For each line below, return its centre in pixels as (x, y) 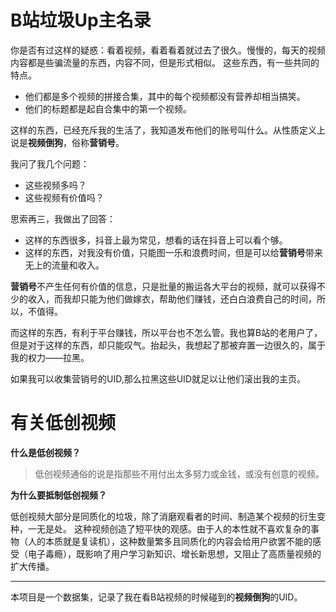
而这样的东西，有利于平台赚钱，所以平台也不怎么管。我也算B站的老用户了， (166, 332)
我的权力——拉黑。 (50, 357)
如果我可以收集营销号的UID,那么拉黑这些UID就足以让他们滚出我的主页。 (158, 378)
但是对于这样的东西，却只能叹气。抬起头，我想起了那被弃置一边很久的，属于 (168, 345)
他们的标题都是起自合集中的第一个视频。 (108, 108)
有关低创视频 (63, 423)
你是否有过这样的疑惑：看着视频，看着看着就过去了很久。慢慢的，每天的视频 (168, 50)
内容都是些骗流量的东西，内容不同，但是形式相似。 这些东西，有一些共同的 (165, 62)
